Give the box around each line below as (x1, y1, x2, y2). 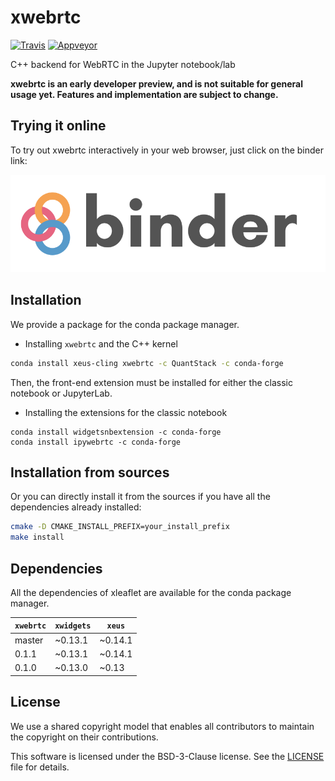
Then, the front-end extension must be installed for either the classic (10, 376, 293, 388)
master (14, 634, 44, 646)
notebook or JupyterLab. (10, 387, 113, 399)
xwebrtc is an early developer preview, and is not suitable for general (10, 77, 303, 90)
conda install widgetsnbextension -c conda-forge (10, 427, 222, 437)
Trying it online (10, 117, 107, 135)
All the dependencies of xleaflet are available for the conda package (10, 586, 292, 598)
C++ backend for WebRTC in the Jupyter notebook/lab (10, 58, 236, 70)
